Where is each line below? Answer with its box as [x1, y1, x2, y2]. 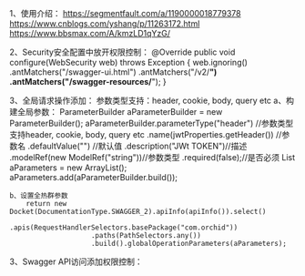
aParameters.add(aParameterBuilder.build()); [9, 172, 178, 182]
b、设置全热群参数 [9, 191, 68, 200]
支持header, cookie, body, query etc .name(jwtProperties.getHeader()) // [9, 129, 282, 139]
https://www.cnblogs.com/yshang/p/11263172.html [9, 18, 200, 29]
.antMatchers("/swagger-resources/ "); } [9, 77, 167, 87]
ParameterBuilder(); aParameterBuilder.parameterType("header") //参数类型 [9, 118, 294, 128]
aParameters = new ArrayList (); [9, 162, 127, 173]
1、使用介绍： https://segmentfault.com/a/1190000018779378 [9, 8, 241, 18]
